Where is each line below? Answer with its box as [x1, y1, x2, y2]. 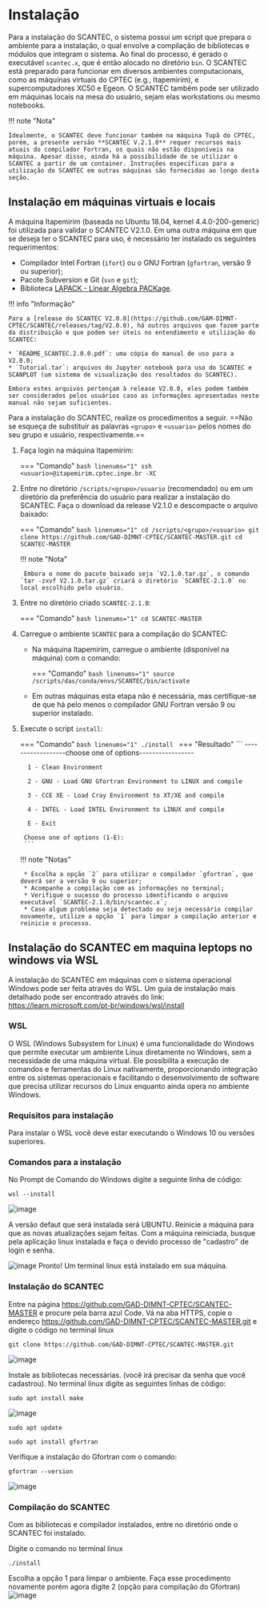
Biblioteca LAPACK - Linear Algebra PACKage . [19, 283, 173, 293]
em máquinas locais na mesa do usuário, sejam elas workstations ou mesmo [8, 91, 261, 101]
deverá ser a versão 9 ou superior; [19, 877, 142, 885]
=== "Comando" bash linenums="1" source [31, 668, 174, 678]
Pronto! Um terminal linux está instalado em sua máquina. [38, 1261, 228, 1271]
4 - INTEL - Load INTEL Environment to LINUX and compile [27, 805, 225, 814]
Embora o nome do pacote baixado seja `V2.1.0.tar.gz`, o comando [23, 570, 250, 578]
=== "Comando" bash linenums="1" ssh [19, 461, 152, 470]
